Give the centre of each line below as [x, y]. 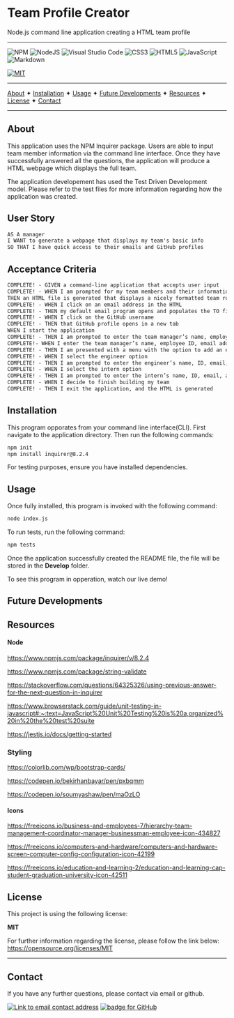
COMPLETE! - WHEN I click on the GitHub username [81, 318]
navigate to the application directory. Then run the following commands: [111, 434]
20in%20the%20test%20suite [51, 720]
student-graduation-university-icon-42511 [67, 875]
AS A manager [26, 234]
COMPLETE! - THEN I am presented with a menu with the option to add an [115, 350]
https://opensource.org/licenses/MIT [60, 948]
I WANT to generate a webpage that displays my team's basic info [106, 241]
